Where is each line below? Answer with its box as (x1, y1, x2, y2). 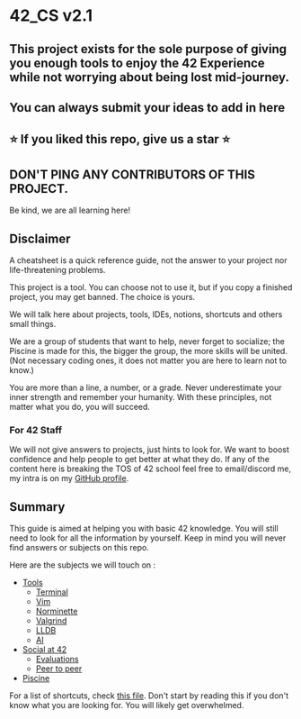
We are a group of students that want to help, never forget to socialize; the (9, 335, 285, 347)
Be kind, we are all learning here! (9, 205, 131, 216)
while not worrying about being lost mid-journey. (9, 69, 290, 85)
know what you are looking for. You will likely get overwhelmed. (9, 700, 244, 711)
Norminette (35, 605, 78, 617)
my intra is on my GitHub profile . (9, 473, 129, 484)
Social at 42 (22, 644, 67, 655)
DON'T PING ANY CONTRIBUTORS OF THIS (9, 167, 256, 182)
